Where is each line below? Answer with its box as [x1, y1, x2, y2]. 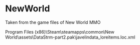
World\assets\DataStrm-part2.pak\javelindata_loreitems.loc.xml [5, 34, 136, 40]
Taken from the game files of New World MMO [5, 19, 101, 25]
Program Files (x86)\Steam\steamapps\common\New [5, 29, 115, 35]
